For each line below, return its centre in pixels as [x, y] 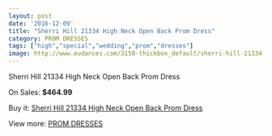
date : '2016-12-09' [41, 23]
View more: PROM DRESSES [56, 123]
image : [19, 53]
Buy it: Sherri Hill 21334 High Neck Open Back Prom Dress [106, 108]
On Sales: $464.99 [40, 92]
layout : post [30, 16]
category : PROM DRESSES [49, 38]
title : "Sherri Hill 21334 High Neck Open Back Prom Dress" [112, 31]
